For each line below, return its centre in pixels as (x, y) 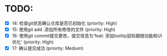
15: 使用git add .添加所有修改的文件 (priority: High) (63, 29)
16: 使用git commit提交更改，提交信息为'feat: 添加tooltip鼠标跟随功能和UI (87, 36)
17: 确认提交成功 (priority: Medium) (47, 48)
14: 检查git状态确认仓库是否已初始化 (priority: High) (64, 23)
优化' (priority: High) (33, 42)
